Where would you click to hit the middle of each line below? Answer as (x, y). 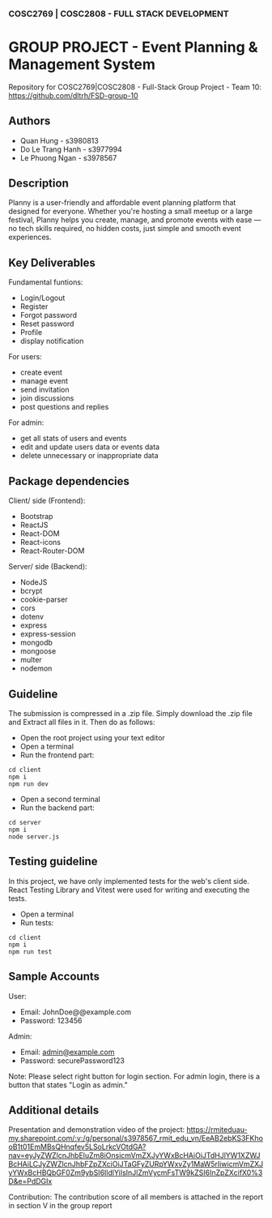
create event (41, 372)
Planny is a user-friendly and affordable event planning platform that (122, 203)
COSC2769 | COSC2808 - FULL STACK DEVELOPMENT (119, 14)
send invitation (45, 390)
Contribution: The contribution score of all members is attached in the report (136, 1197)
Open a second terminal (60, 799)
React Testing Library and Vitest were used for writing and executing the (129, 890)
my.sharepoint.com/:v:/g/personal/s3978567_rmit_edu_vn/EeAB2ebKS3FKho (136, 1139)
